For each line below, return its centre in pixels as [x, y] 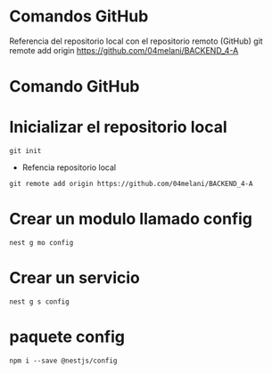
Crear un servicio [74, 278]
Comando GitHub [74, 87]
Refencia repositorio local [69, 167]
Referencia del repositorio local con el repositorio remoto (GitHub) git [136, 41]
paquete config [67, 337]
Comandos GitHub [79, 16]
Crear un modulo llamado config [131, 219]
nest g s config [39, 301]
